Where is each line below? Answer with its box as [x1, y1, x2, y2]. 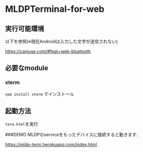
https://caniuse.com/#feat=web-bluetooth [5, 49, 91, 54]
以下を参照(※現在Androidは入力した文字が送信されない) [5, 39, 118, 44]
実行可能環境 [5, 24, 44, 33]
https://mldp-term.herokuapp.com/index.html [5, 141, 97, 147]
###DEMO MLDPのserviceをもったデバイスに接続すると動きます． [5, 131, 141, 137]
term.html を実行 [5, 121, 38, 127]
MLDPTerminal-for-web [5, 3, 105, 15]
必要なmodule [5, 64, 48, 72]
